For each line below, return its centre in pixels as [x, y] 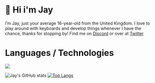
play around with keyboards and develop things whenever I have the [73, 28]
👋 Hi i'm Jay [29, 10]
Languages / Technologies [60, 53]
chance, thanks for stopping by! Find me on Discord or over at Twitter [74, 33]
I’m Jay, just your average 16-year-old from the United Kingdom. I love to [77, 23]
